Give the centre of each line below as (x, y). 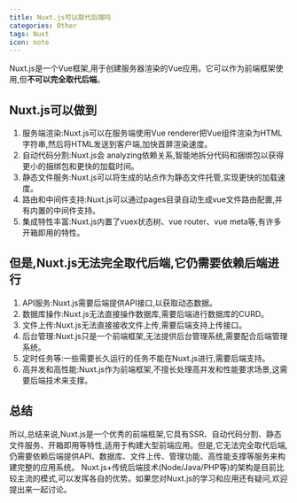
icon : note (29, 42)
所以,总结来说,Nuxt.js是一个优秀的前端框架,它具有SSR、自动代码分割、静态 (145, 434)
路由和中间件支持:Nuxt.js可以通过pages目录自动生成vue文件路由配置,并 (152, 199)
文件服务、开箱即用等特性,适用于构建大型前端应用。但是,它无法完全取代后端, (148, 445)
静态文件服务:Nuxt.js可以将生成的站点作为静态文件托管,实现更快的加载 (149, 177)
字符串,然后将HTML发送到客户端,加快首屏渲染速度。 (117, 144)
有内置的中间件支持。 (61, 211)
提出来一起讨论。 (40, 489)
